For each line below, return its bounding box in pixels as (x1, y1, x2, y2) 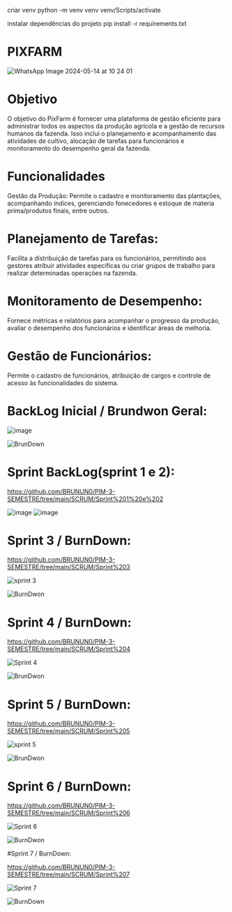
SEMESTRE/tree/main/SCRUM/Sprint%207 (7, 870, 130, 879)
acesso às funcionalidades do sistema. (7, 378, 119, 387)
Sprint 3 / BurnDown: (7, 532, 132, 548)
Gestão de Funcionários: (7, 348, 152, 364)
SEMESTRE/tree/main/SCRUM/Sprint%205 (7, 727, 130, 735)
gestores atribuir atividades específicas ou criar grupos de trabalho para (7, 261, 215, 269)
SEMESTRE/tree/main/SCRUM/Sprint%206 (7, 809, 131, 817)
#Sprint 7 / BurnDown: (7, 849, 72, 858)
